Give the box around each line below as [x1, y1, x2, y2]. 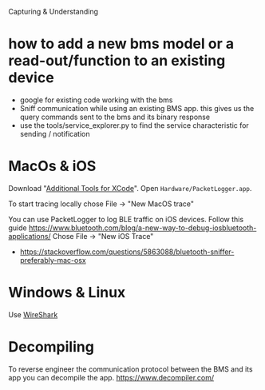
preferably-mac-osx [19, 255, 86, 265]
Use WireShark [8, 309, 58, 319]
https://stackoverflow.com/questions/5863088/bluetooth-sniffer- [19, 247, 235, 257]
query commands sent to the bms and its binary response [19, 112, 210, 121]
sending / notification [19, 129, 90, 138]
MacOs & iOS [8, 157, 97, 175]
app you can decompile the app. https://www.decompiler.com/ [8, 372, 215, 382]
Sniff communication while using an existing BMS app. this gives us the [19, 103, 255, 113]
